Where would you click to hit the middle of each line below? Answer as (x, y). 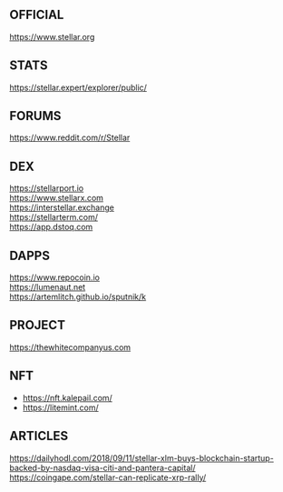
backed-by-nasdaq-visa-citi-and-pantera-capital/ (102, 467)
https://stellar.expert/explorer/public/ (78, 87)
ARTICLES (39, 436)
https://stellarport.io (47, 188)
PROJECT (38, 325)
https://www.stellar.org (52, 36)
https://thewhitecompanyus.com (70, 347)
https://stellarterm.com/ (54, 217)
